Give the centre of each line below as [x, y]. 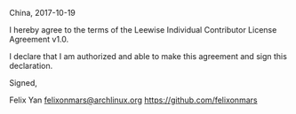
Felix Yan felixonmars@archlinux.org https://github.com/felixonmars [133, 100]
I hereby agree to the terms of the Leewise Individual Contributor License [143, 30]
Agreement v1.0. [39, 39]
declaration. [31, 66]
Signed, [23, 83]
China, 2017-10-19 [42, 13]
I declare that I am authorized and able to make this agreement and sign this [148, 56]
